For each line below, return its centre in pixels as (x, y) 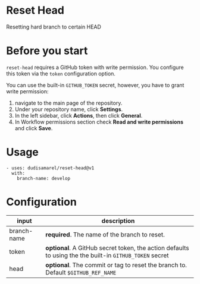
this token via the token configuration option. (61, 73)
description (118, 220)
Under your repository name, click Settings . (69, 109)
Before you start (47, 51)
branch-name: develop (43, 178)
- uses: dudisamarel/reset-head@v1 (50, 168)
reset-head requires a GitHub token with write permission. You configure (95, 67)
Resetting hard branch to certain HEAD (54, 27)
